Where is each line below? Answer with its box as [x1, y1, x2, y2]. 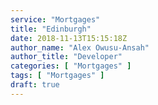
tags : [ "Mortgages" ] [10, 71, 105, 81]
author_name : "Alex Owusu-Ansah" [10, 42, 150, 53]
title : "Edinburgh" [10, 24, 92, 34]
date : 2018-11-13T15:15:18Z [10, 33, 128, 43]
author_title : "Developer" [10, 52, 123, 62]
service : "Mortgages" [10, 14, 101, 25]
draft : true [10, 80, 60, 90]
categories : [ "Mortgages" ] [10, 61, 132, 71]
